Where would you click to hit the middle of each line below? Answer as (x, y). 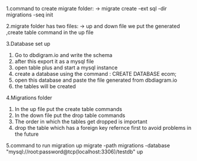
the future (27, 134)
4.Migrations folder (29, 98)
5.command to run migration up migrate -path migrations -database (88, 145)
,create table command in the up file (50, 32)
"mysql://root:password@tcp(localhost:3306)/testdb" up (75, 152)
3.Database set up (28, 44)
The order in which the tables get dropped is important (81, 122)
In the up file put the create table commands (68, 109)
